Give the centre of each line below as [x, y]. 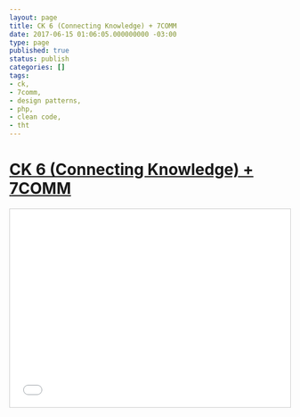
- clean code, [36, 117]
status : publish [39, 59]
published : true [39, 51]
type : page [29, 42]
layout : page [33, 17]
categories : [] [37, 68]
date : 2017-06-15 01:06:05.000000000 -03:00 [93, 34]
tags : [19, 76]
